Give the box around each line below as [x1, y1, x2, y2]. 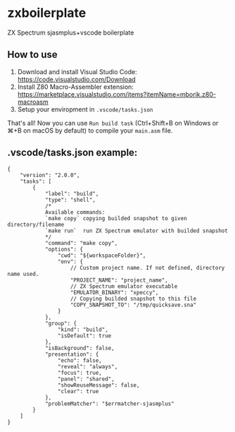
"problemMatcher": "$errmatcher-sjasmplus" [44, 400, 174, 407]
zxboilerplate [7, 5, 87, 21]
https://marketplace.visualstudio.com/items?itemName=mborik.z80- [17, 90, 217, 98]
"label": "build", [44, 190, 99, 197]
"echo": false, [57, 356, 102, 364]
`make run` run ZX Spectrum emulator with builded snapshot [44, 227, 229, 234]
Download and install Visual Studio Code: [17, 67, 137, 76]
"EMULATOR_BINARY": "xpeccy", [70, 289, 159, 296]
